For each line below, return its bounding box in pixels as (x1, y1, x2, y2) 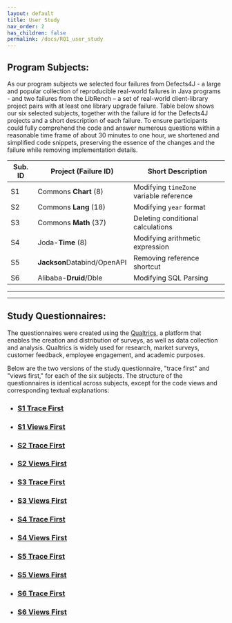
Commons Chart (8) (37, 186, 104, 196)
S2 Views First (17, 459, 67, 468)
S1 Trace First (17, 403, 64, 413)
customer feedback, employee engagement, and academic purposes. (7, 350, 206, 359)
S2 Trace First (17, 440, 66, 450)
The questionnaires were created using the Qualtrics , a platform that (7, 329, 202, 337)
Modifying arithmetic (133, 233, 201, 242)
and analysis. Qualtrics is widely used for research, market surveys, (7, 343, 200, 352)
